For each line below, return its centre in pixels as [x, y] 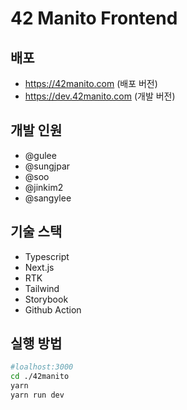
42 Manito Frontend [94, 18]
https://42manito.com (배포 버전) [91, 83]
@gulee [40, 155]
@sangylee [48, 198]
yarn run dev [37, 395]
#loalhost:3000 [42, 367]
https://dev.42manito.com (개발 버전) [100, 96]
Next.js [39, 267]
